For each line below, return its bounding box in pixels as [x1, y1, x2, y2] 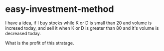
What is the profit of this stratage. [5, 40, 74, 46]
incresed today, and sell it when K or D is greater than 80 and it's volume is [5, 25, 159, 31]
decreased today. [5, 30, 41, 36]
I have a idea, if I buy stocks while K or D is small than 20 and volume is [5, 20, 152, 26]
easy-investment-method [5, 3, 114, 15]
